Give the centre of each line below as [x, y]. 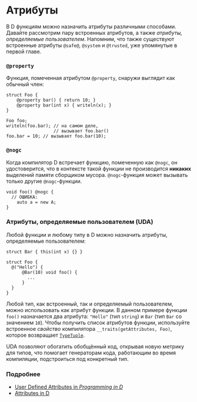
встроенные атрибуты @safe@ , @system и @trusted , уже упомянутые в [92, 45]
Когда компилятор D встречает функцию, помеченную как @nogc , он [92, 162]
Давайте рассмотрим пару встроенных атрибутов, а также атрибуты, [94, 32]
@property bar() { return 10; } [56, 101]
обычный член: [25, 84]
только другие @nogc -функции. [44, 181]
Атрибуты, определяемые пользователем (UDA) [80, 222]
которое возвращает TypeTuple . [46, 335]
